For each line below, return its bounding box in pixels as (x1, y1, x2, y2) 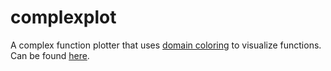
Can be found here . (10, 49, 90, 61)
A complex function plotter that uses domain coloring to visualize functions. (10, 39, 322, 51)
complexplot (10, 6, 117, 29)
